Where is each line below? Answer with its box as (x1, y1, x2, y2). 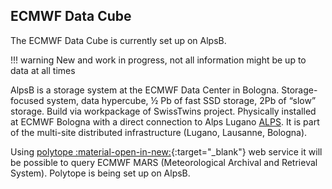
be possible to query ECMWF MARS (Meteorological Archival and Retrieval (10, 156, 318, 168)
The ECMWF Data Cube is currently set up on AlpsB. (10, 34, 227, 46)
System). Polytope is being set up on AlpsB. (10, 167, 191, 179)
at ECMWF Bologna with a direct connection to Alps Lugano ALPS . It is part (10, 115, 320, 128)
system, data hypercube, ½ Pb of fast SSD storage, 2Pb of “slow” (46, 94, 317, 106)
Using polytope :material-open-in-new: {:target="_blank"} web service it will (10, 145, 323, 158)
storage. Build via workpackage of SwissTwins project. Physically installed (10, 105, 317, 117)
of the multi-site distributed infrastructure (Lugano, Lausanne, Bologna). (10, 126, 308, 138)
